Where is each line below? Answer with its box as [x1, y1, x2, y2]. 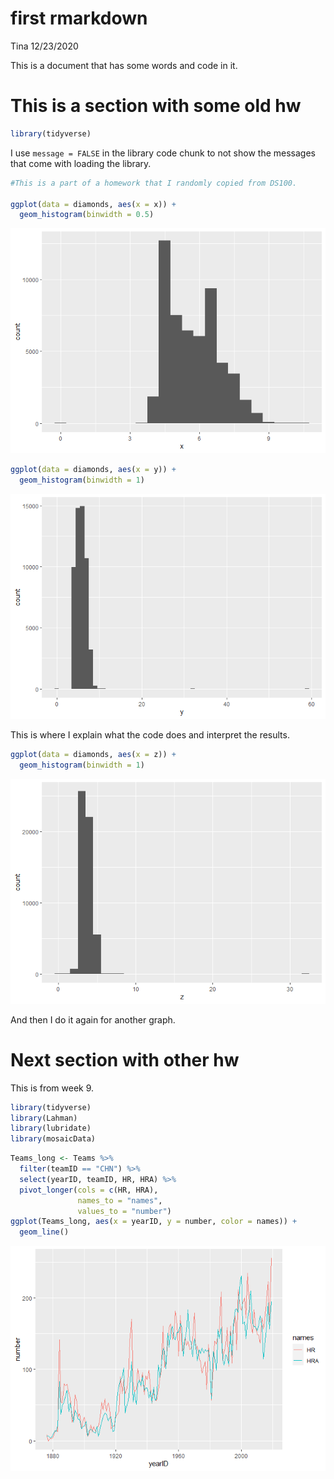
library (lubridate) [10, 1123, 92, 1134]
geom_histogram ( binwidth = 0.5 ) [19, 210, 155, 220]
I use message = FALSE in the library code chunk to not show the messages [10, 147, 316, 159]
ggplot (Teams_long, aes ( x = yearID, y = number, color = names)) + [10, 1217, 298, 1227]
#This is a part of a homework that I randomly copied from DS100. [10, 178, 298, 188]
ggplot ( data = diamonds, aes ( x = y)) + [10, 465, 177, 475]
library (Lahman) [10, 1113, 78, 1123]
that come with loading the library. [10, 157, 152, 169]
